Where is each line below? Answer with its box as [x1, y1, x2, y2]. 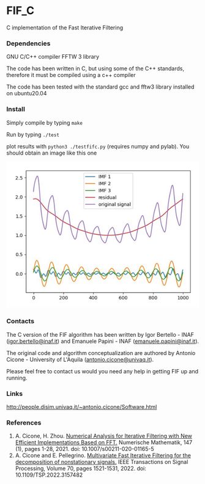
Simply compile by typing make [6, 119, 83, 126]
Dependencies [6, 39, 51, 48]
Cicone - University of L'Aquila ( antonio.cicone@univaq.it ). [6, 356, 154, 363]
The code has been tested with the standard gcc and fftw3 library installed [6, 83, 195, 90]
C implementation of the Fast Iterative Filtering [6, 24, 124, 31]
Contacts [6, 317, 35, 326]
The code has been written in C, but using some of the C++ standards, [6, 65, 185, 72]
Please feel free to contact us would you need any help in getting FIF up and [6, 367, 199, 375]
